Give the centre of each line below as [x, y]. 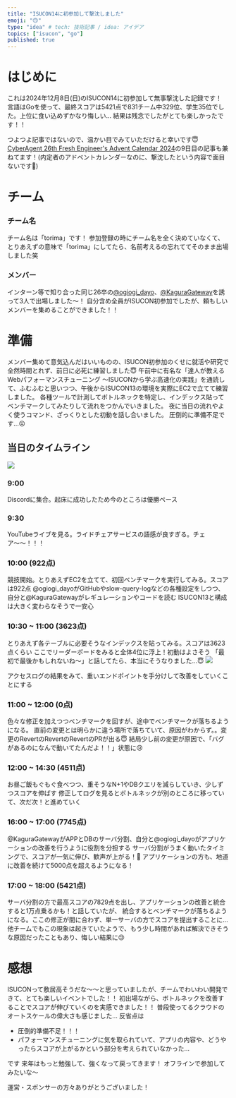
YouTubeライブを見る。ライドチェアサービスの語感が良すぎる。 [100, 534]
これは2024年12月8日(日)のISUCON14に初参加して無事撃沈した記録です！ [114, 98]
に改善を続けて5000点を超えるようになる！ [70, 865]
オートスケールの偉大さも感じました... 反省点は [76, 1015]
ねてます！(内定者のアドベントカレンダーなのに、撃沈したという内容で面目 [116, 157]
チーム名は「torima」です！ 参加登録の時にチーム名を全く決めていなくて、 [116, 238]
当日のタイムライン [49, 448]
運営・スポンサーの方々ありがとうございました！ [78, 1087]
